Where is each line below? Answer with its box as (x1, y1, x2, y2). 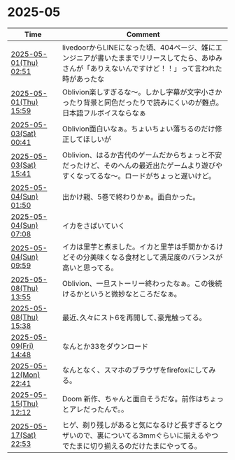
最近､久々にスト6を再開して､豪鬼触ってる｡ (62, 312, 203, 322)
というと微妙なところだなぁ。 (83, 289, 182, 299)
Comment (126, 29, 160, 39)
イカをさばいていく (62, 221, 126, 231)
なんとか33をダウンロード (62, 341, 149, 351)
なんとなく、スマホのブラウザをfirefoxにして (62, 365, 209, 375)
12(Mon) (10, 370, 41, 380)
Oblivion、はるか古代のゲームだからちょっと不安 (62, 150, 222, 159)
